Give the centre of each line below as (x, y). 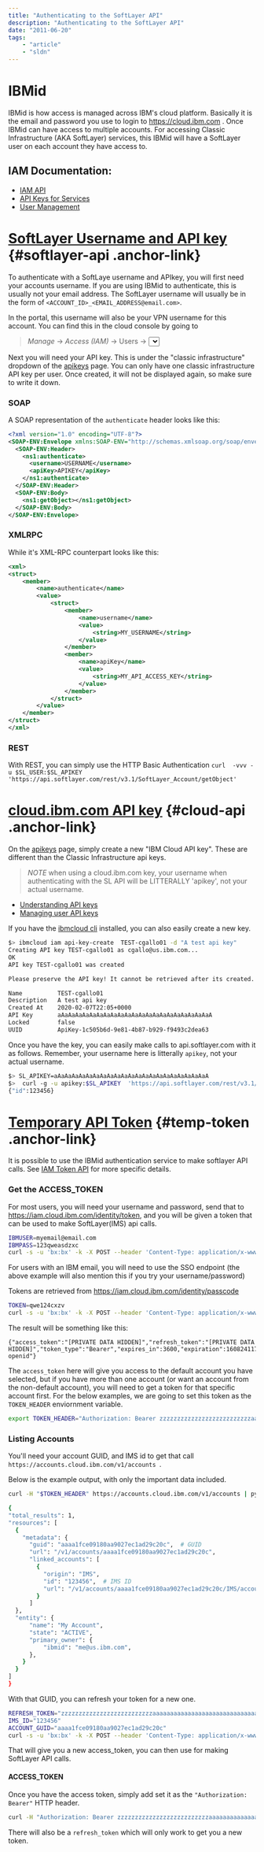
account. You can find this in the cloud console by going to (103, 326)
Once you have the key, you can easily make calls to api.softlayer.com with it (132, 1045)
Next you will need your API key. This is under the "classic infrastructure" (126, 357)
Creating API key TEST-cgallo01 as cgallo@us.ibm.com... (103, 950)
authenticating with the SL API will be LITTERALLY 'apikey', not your (137, 881)
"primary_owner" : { (60, 1640)
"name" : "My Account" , (66, 1626)
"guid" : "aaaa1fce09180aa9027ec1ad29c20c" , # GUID (115, 1545)
